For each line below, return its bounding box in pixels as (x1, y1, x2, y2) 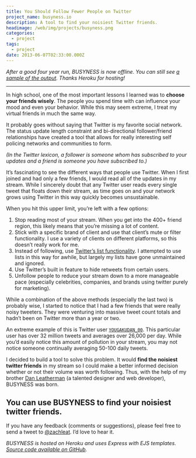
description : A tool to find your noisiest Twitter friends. (6, 19, 158, 25)
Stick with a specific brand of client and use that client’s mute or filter (14, 229, 181, 236)
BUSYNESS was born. (6, 381, 60, 388)
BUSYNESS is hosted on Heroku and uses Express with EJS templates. (6, 440, 177, 447)
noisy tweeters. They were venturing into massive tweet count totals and (6, 308, 181, 315)
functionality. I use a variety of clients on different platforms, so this (14, 235, 177, 242)
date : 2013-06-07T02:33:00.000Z (6, 52, 85, 58)
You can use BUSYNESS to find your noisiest (6, 398, 171, 408)
